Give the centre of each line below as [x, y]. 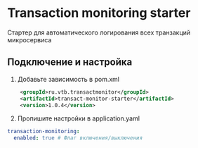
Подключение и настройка [70, 62]
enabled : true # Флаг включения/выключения [78, 138]
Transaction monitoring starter [99, 13]
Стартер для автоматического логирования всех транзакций [99, 32]
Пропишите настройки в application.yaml [79, 118]
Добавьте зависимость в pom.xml [68, 79]
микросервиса [29, 39]
